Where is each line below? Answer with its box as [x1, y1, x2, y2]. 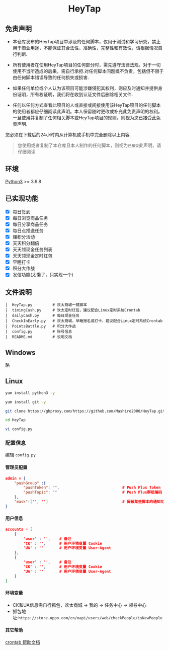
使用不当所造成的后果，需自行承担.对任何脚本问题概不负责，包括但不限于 [12, 68, 164, 74]
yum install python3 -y [5, 390, 55, 395]
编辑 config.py [5, 452, 36, 458]
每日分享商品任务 [12, 221, 48, 227]
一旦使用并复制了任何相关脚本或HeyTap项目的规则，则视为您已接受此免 [12, 115, 161, 121]
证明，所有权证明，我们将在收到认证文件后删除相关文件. [17, 92, 133, 97]
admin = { [5, 476, 26, 481]
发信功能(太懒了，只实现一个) [12, 272, 73, 278]
